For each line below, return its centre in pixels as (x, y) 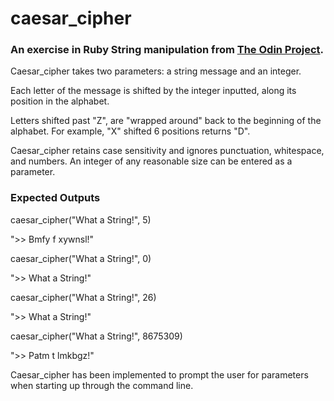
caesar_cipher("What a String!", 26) (83, 297)
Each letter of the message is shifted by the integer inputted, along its (153, 91)
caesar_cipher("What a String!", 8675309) (96, 336)
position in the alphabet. (60, 101)
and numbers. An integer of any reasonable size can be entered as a (151, 161)
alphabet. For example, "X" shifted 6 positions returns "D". (130, 131)
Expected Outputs (55, 198)
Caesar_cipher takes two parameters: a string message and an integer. (156, 71)
